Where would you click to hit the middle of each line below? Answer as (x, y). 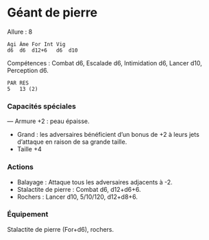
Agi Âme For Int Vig (37, 44)
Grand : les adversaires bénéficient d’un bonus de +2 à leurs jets (108, 135)
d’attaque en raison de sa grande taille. (72, 142)
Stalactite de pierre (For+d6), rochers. (61, 229)
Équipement (28, 215)
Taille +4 (29, 149)
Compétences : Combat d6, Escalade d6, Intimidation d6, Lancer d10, (104, 63)
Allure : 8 (20, 32)
